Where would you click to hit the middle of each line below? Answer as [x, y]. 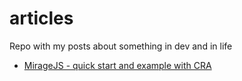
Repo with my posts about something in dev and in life [121, 46]
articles [41, 18]
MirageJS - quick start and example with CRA [117, 65]
